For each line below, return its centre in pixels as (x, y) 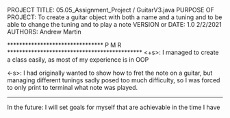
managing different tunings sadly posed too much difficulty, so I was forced (114, 80)
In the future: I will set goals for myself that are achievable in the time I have (114, 107)
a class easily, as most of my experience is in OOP (78, 60)
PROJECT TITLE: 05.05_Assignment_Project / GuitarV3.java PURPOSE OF (111, 10)
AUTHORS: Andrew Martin (44, 32)
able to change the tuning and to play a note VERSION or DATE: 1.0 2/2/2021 (114, 24)
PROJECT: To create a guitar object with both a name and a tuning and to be (115, 17)
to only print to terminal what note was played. (73, 87)
